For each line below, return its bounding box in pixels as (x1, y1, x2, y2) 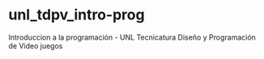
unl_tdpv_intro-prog (8, 6, 145, 24)
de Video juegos (8, 40, 63, 50)
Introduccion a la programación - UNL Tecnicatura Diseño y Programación (8, 32, 257, 42)
